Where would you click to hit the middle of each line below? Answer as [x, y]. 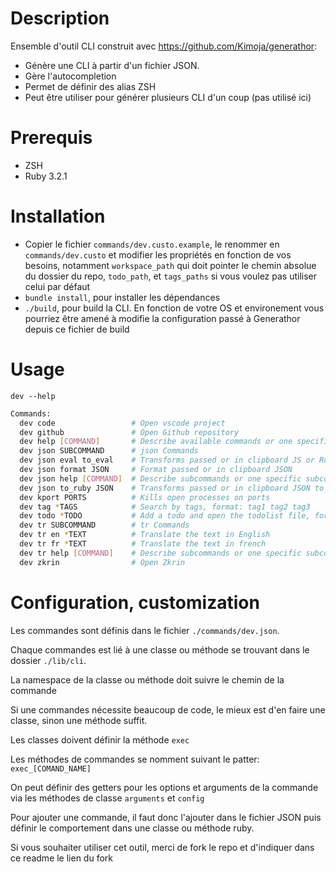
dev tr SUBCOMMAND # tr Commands [104, 525]
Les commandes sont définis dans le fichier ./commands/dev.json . [145, 630]
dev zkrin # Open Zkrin [102, 562]
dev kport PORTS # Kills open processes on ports [145, 497]
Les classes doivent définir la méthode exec [100, 739]
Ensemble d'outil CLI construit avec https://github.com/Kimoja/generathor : [164, 46]
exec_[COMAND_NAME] [51, 768]
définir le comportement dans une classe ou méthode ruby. [132, 828]
